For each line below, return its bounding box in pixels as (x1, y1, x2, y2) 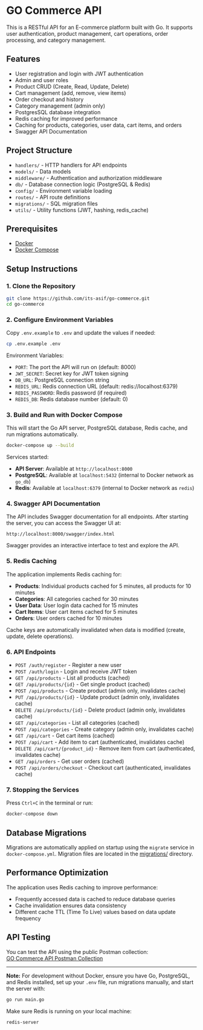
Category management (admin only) (14, 102, 106, 109)
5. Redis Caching (6, 557, 57, 565)
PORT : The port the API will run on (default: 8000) (14, 363, 137, 370)
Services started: (6, 454, 49, 461)
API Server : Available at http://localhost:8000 (14, 465, 133, 472)
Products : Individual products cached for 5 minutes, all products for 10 (14, 582, 192, 590)
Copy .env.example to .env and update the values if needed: (6, 329, 156, 336)
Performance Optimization (6, 867, 109, 878)
